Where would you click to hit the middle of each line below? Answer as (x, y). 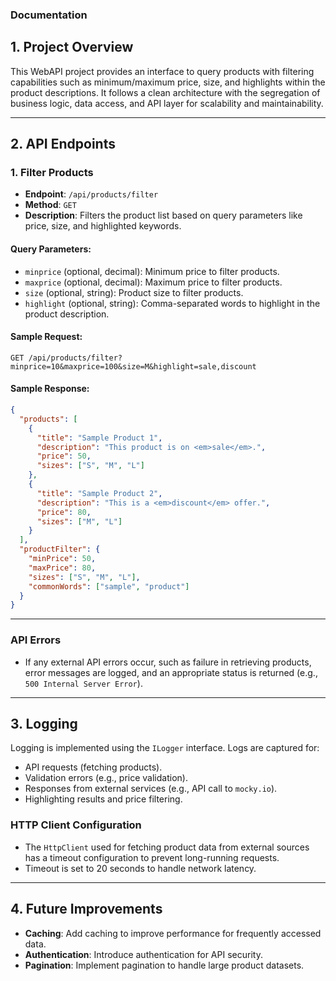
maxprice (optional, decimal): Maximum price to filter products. (153, 282)
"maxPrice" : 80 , (62, 568)
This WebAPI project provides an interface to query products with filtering (162, 71)
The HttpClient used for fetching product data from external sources (167, 847)
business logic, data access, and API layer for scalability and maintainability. (167, 103)
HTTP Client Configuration (76, 825)
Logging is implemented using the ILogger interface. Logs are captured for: (165, 748)
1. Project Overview (72, 47)
